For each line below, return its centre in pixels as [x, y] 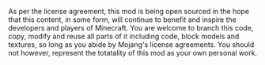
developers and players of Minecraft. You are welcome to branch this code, [131, 28]
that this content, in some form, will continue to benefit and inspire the [123, 20]
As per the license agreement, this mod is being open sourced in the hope [129, 11]
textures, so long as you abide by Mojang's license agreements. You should [131, 45]
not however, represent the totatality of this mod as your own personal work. [133, 53]
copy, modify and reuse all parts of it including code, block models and [124, 36]
